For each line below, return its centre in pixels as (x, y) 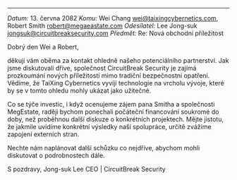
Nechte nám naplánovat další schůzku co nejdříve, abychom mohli (104, 148)
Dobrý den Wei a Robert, (43, 47)
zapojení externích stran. (43, 134)
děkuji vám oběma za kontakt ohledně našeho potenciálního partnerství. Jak (118, 60)
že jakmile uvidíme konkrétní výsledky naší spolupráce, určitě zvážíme (109, 127)
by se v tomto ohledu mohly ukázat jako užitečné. (79, 90)
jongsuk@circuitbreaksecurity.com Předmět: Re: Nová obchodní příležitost (116, 33)
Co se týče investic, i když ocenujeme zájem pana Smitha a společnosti (111, 104)
